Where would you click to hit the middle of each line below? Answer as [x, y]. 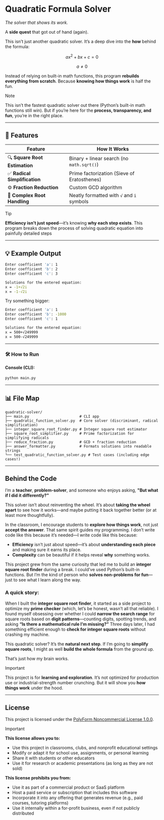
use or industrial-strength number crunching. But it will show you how [75, 682]
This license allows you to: [32, 738]
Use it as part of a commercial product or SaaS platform [68, 787]
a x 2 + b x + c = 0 [82, 56]
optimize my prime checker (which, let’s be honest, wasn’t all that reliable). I [82, 608]
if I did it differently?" [27, 495]
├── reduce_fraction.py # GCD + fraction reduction [71, 442]
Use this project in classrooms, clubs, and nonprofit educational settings [85, 748]
